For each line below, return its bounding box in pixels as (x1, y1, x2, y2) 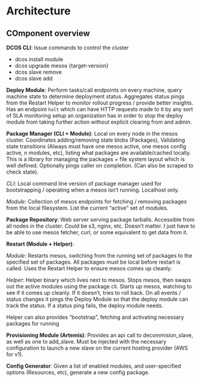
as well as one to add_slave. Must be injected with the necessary (6, 338, 167, 345)
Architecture (6, 4, 71, 18)
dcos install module (14, 56, 64, 62)
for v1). (6, 351, 24, 358)
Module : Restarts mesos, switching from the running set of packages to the (6, 252, 193, 259)
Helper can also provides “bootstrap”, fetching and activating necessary (6, 314, 184, 321)
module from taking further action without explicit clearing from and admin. (6, 118, 192, 126)
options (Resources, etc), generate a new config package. (6, 369, 150, 376)
